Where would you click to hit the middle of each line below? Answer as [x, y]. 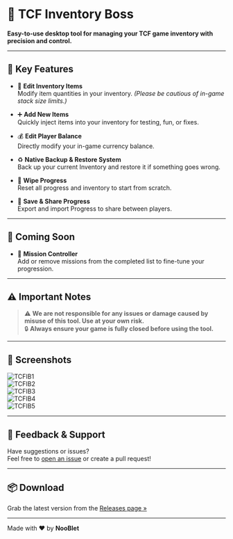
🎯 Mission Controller [48, 254]
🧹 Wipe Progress [42, 180]
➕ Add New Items [43, 114]
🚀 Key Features [41, 69]
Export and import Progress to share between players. [94, 209]
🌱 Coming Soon [41, 237]
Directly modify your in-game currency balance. [86, 146]
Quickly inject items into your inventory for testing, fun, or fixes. [108, 122]
